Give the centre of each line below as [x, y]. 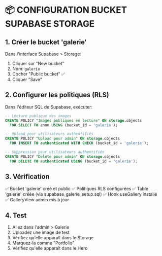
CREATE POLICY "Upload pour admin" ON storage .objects [63, 139]
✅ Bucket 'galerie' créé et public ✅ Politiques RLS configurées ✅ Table [77, 188]
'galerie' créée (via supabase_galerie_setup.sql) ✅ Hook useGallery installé [81, 194]
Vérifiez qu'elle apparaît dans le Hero [50, 248]
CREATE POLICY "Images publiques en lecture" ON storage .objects [73, 120]
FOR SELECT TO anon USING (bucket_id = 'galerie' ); [64, 125]
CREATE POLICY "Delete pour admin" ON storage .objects [63, 156]
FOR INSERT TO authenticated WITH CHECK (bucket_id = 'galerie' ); [79, 143]
